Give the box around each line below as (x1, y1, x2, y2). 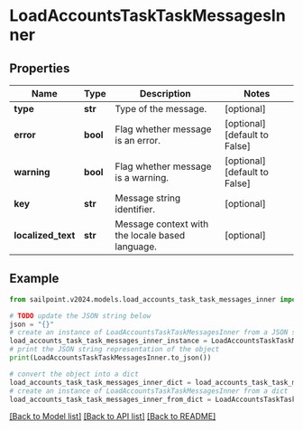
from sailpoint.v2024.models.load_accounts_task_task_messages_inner (9, 294, 277, 304)
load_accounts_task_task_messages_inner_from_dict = (9, 395, 212, 404)
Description (139, 88, 191, 99)
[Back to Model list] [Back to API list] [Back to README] (9, 411, 216, 422)
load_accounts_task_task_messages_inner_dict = (9, 378, 192, 387)
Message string (115, 192, 181, 204)
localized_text (14, 229, 76, 241)
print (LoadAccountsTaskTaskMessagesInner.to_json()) (9, 353, 212, 362)
